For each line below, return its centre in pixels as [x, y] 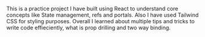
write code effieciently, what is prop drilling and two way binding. [89, 27]
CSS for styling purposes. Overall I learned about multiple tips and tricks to [101, 21]
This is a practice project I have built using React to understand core [92, 9]
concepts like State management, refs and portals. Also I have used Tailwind [102, 15]
